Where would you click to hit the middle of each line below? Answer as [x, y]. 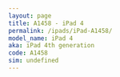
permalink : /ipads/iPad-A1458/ [60, 30]
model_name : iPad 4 [41, 38]
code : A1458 [28, 53]
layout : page [30, 16]
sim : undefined [34, 61]
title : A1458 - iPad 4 [46, 23]
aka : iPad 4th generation [51, 46]
